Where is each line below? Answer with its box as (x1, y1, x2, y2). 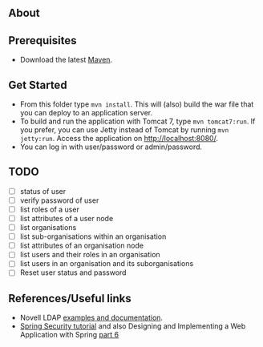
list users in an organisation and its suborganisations (19, 259, 194, 268)
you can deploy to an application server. (19, 108, 153, 118)
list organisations (19, 223, 77, 232)
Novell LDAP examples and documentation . (19, 313, 163, 323)
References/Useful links (8, 292, 131, 305)
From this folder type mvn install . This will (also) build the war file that (19, 99, 254, 109)
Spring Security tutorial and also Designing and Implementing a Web (19, 321, 246, 331)
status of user (19, 186, 67, 196)
